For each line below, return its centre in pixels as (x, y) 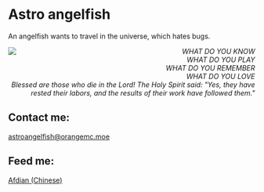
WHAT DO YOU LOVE (221, 76)
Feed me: (31, 161)
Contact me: (39, 118)
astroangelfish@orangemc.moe (59, 136)
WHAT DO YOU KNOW (219, 51)
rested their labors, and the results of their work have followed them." (143, 92)
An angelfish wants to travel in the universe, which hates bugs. (109, 36)
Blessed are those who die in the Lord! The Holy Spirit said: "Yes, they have (133, 85)
